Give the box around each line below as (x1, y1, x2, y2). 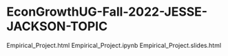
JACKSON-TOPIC (6, 18, 108, 34)
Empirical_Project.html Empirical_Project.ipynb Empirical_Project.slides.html (6, 41, 222, 49)
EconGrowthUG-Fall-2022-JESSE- (6, 4, 208, 20)
